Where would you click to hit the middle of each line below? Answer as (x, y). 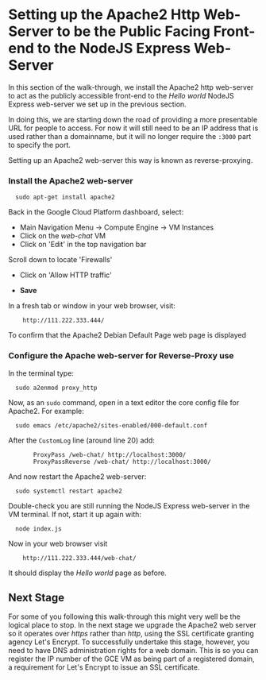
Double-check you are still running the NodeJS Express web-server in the (129, 505)
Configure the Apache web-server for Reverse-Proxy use (121, 356)
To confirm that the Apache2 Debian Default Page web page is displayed (127, 335)
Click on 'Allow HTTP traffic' (66, 275)
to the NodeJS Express (114, 48)
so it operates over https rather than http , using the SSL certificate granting (131, 634)
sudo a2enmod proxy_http (56, 388)
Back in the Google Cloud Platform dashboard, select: (96, 212)
